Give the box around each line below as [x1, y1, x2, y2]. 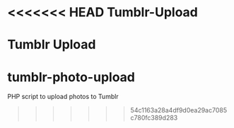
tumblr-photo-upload [7, 69, 136, 85]
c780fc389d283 [130, 114, 178, 122]
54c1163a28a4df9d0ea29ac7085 [130, 106, 228, 115]
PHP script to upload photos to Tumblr [7, 93, 119, 101]
